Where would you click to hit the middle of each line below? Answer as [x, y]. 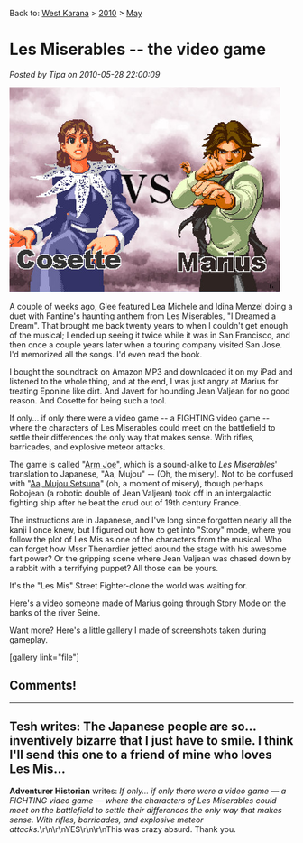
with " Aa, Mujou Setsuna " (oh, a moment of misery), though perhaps [137, 483]
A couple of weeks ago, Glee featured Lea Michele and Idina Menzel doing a [151, 306]
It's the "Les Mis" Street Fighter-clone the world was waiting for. [129, 585]
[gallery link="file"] [44, 657]
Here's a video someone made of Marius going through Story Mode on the [148, 603]
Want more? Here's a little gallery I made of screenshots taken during [138, 630]
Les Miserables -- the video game [138, 50]
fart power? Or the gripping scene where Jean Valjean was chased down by [150, 558]
